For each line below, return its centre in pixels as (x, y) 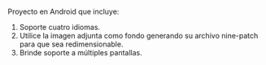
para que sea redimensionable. (71, 44)
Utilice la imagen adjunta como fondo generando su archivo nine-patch (139, 36)
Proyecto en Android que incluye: (63, 12)
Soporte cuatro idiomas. (60, 27)
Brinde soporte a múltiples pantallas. (81, 53)
